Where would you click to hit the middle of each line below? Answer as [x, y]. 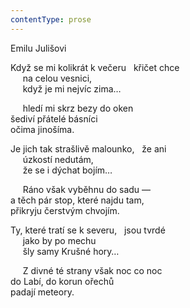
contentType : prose [51, 19]
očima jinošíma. [42, 129]
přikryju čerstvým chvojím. [65, 210]
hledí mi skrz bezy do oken [78, 108]
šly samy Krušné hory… [71, 251]
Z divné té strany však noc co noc [92, 270]
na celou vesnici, [57, 78]
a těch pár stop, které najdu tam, [77, 200]
